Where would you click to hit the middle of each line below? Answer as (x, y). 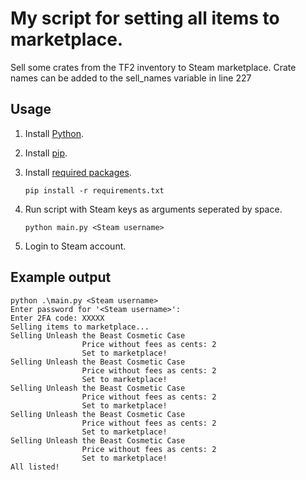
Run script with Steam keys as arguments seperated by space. (153, 209)
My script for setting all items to (145, 18)
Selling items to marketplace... (80, 327)
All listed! (35, 467)
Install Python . (54, 133)
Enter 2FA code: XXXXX (57, 318)
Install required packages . (78, 172)
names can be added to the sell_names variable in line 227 (131, 78)
